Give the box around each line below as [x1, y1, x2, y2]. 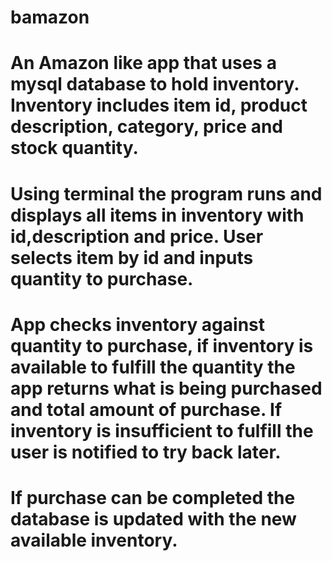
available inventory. [10, 529, 178, 551]
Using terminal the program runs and [10, 182, 323, 205]
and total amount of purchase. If [10, 398, 283, 421]
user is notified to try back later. [10, 441, 282, 463]
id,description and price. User [10, 225, 264, 248]
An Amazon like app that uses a [10, 52, 277, 75]
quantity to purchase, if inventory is [10, 334, 314, 357]
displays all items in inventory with [10, 204, 305, 226]
